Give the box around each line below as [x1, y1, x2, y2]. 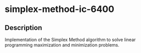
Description [5, 23, 42, 32]
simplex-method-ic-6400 [5, 3, 114, 15]
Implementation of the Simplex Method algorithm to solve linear [5, 36, 136, 42]
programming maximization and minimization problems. [5, 42, 120, 48]
